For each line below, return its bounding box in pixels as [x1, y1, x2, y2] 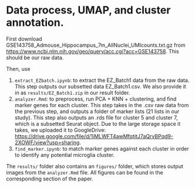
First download [6, 35, 42, 42]
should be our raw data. [6, 54, 64, 61]
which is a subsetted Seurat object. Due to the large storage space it [14, 120, 181, 127]
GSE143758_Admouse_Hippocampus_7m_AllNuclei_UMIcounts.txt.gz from [6, 42, 186, 49]
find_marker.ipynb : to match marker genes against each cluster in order [14, 145, 190, 152]
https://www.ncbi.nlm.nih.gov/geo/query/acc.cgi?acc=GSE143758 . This [6, 47, 179, 54]
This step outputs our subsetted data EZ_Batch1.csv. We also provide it [14, 83, 186, 90]
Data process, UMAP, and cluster [6, 4, 171, 17]
